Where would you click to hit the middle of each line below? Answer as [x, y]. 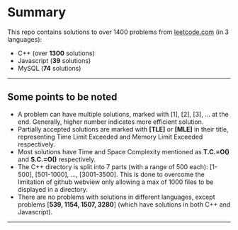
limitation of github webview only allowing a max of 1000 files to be [115, 182]
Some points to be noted [62, 97]
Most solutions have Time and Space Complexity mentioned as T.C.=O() [124, 151]
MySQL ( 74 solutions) [49, 68]
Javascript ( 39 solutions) [54, 60]
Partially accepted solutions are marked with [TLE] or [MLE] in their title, [123, 129]
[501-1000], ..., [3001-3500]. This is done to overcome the [120, 174]
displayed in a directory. [53, 189]
